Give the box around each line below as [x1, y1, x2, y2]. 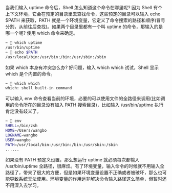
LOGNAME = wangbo [5, 132, 38, 138]
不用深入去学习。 [5, 182, 41, 188]
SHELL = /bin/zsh [5, 123, 38, 129]
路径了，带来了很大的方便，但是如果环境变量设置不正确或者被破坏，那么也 [5, 170, 162, 176]
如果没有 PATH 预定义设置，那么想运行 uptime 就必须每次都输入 [5, 157, 140, 163]
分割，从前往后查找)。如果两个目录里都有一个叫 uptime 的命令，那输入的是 [5, 23, 163, 30]
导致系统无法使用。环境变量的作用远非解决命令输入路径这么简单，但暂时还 [9, 176, 167, 182]
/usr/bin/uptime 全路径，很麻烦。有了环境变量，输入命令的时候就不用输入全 [5, 163, 165, 170]
